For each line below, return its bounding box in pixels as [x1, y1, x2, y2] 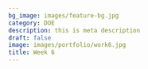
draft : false [8, 33, 52, 42]
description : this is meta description [8, 26, 141, 34]
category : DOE [8, 19, 56, 27]
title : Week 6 [8, 48, 56, 56]
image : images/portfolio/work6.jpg [8, 41, 127, 49]
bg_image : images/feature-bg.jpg [8, 11, 119, 20]
